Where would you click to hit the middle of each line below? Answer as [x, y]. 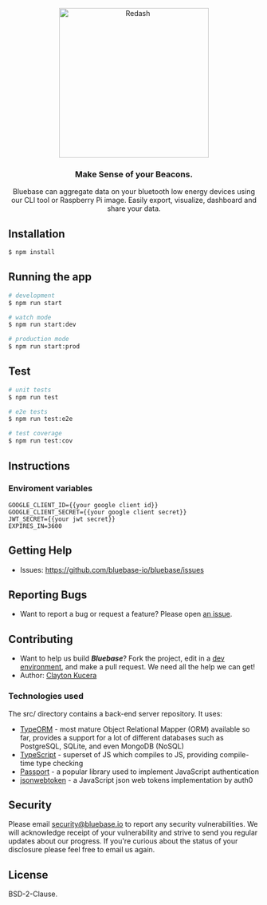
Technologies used [46, 697]
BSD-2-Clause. [33, 894]
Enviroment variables [51, 489]
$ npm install [32, 252]
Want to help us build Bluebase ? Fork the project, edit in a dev [122, 658]
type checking [60, 763]
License [28, 875]
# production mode [39, 339]
